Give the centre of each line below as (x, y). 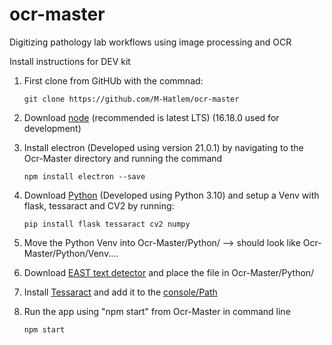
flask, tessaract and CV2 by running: (99, 205)
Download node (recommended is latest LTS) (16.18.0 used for (151, 117)
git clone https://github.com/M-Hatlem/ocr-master (131, 99)
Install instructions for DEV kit (70, 61)
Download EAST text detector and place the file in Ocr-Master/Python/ (169, 272)
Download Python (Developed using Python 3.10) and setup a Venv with (171, 195)
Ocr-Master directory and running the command (123, 158)
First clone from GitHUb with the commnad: (113, 80)
